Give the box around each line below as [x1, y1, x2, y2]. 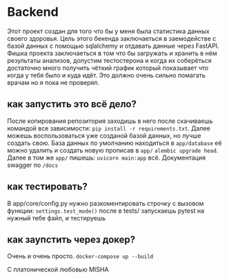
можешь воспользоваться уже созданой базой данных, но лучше [7, 131, 201, 139]
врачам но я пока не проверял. [7, 78, 100, 86]
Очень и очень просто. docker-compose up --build [7, 252, 154, 260]
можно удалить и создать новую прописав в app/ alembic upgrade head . [7, 146, 219, 154]
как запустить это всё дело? [7, 98, 137, 110]
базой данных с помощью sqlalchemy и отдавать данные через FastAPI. [7, 41, 219, 50]
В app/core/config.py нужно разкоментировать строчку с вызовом [7, 199, 204, 207]
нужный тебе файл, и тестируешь [7, 213, 106, 222]
